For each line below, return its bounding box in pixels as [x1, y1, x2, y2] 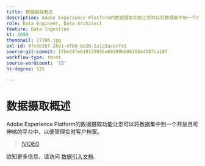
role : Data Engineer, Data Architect [6, 20, 103, 26]
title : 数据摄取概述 [6, 9, 53, 15]
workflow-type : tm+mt [6, 54, 62, 60]
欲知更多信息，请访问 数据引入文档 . [6, 153, 95, 161]
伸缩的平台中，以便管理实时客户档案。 [6, 128, 103, 135]
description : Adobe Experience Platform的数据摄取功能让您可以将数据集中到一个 [6, 15, 196, 21]
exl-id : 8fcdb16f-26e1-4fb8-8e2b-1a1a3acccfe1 [6, 43, 127, 49]
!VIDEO [21, 140, 40, 148]
